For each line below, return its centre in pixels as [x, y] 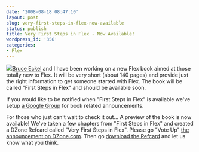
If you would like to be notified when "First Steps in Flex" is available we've [98, 99]
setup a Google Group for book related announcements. [75, 105]
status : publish [26, 28]
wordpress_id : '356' [32, 39]
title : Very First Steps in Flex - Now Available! [71, 34]
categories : [21, 45]
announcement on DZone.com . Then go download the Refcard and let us [96, 136]
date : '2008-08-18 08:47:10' [42, 12]
